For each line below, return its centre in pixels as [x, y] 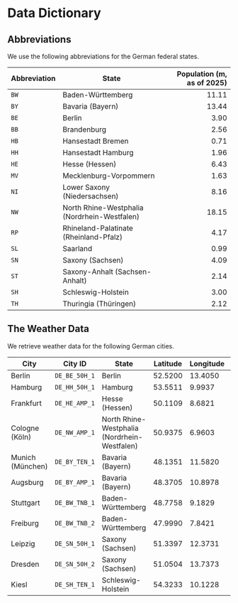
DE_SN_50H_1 [75, 543]
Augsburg [27, 482]
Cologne [25, 428]
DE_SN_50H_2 [75, 564]
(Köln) [21, 437]
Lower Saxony [86, 187]
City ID [75, 363]
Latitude [168, 363]
